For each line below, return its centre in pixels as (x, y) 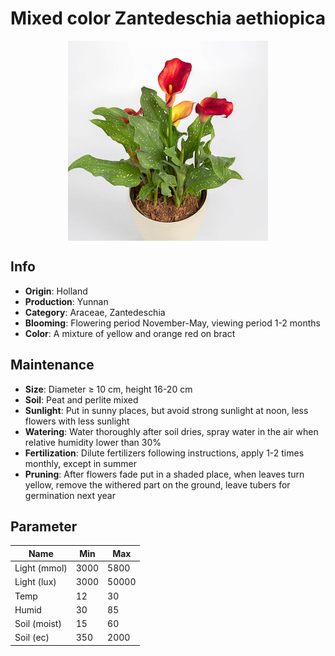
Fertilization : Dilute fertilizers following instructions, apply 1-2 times (164, 453)
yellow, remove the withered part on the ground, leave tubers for (157, 484)
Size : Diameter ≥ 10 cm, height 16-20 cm (108, 389)
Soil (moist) (38, 624)
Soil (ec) (32, 638)
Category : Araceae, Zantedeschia (95, 312)
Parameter (44, 526)
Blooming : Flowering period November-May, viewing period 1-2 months (173, 323)
